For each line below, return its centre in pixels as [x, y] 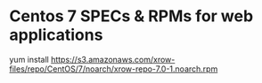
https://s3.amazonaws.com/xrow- [113, 59]
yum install [29, 59]
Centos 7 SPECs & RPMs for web [131, 16]
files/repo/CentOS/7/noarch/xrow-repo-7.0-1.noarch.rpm [114, 69]
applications [56, 35]
